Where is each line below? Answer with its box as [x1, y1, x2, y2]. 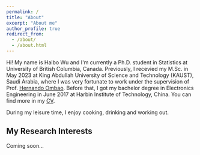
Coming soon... [6, 142, 44, 149]
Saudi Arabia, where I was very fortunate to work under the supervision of [6, 77, 190, 85]
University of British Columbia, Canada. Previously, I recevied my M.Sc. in [6, 65, 189, 72]
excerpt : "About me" [6, 20, 58, 26]
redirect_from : [6, 31, 44, 37]
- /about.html [11, 43, 47, 49]
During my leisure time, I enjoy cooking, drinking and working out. [6, 109, 169, 116]
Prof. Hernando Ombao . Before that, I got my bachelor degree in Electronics [6, 84, 194, 91]
